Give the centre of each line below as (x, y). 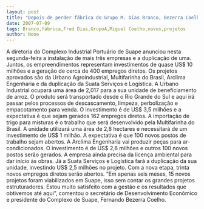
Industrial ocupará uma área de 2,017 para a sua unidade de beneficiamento (101, 90)
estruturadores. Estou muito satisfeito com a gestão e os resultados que (96, 187)
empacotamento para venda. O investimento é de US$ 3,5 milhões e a (94, 110)
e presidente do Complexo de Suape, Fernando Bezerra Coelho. (86, 200)
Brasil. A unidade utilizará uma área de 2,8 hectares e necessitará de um (97, 129)
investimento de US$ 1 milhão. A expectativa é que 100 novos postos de (96, 135)
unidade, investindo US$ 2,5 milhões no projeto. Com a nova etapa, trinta (98, 168)
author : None (23, 35)
